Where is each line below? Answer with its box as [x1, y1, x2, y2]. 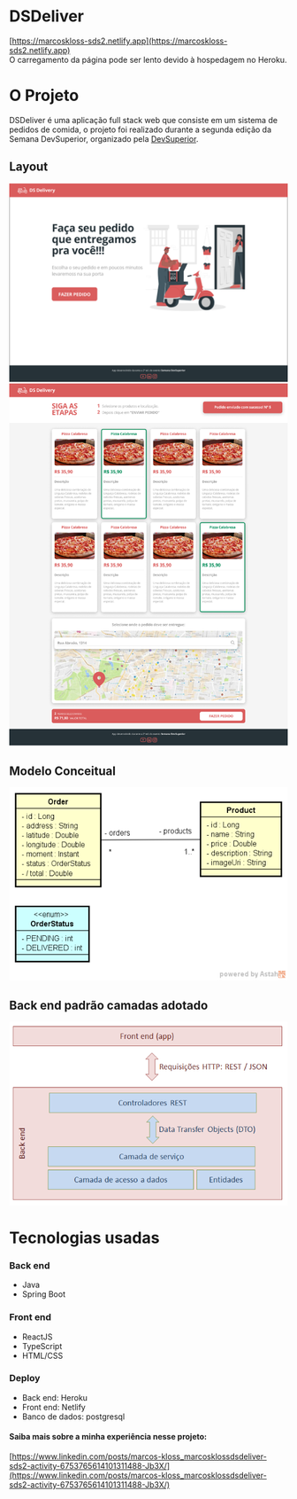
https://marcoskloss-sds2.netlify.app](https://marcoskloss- [11, 35, 228, 46]
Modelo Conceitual [9, 763, 117, 778]
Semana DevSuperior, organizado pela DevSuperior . [9, 133, 199, 144]
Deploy [9, 1372, 41, 1385]
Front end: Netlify [21, 1401, 86, 1412]
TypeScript [21, 1340, 63, 1351]
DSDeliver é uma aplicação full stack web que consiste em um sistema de [9, 114, 278, 125]
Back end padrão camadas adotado [9, 997, 209, 1012]
